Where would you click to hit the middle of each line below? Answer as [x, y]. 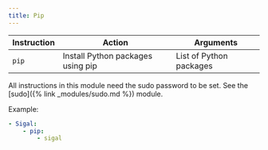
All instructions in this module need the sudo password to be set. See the [128, 85]
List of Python [202, 56]
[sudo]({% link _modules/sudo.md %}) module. [86, 94]
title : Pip [26, 15]
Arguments [216, 42]
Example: [24, 109]
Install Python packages [108, 56]
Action [116, 42]
